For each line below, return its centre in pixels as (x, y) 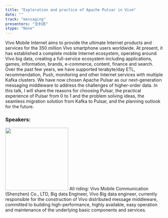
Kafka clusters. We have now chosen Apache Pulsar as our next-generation (83, 80)
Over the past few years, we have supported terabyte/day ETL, (70, 69)
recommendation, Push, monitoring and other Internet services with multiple (84, 75)
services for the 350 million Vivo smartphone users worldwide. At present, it (84, 48)
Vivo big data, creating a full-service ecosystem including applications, (79, 59)
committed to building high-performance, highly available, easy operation (81, 205)
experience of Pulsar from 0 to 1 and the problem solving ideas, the (75, 96)
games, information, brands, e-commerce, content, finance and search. (79, 64)
